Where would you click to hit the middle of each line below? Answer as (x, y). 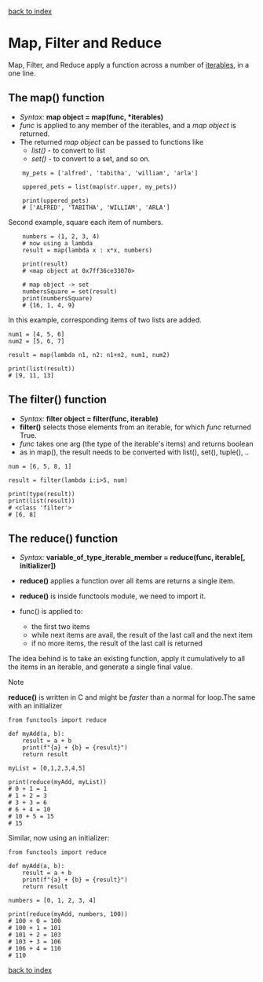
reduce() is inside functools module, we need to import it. (113, 596)
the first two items (60, 627)
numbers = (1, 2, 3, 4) (61, 236)
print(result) (45, 264)
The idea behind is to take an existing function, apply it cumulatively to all (127, 659)
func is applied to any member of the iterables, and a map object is (128, 125)
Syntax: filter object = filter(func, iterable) (89, 418)
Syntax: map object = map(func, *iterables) (91, 116)
